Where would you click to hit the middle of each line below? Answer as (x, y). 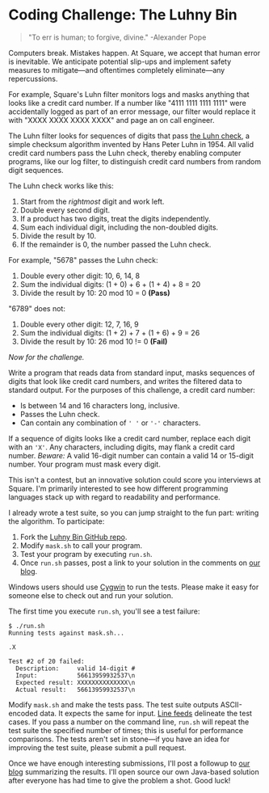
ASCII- (231, 704)
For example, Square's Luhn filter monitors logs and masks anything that (129, 94)
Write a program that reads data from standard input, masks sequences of (132, 373)
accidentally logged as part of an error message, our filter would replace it (132, 112)
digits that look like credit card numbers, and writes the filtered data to (125, 381)
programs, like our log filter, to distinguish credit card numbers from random (134, 161)
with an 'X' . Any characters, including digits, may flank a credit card (122, 447)
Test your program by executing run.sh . (86, 554)
